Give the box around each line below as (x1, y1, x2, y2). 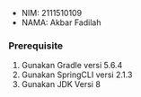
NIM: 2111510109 (21, 8, 83, 18)
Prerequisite (8, 40, 64, 52)
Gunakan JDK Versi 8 (21, 79, 101, 90)
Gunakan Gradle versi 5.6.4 (21, 60, 123, 71)
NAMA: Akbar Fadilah (21, 17, 101, 28)
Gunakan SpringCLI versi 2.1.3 (21, 69, 133, 80)
